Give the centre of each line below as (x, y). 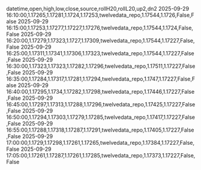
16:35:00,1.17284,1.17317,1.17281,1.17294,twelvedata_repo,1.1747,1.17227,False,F (101, 79)
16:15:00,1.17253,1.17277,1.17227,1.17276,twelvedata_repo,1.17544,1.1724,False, (100, 28)
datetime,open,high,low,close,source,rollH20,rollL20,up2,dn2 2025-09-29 (98, 9)
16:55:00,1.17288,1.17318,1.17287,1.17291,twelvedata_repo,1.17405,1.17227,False (100, 130)
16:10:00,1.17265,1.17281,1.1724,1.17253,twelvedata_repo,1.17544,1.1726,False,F (100, 15)
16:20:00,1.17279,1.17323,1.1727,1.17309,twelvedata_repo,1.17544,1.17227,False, (100, 41)
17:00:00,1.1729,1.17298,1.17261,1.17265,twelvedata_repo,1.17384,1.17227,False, (100, 143)
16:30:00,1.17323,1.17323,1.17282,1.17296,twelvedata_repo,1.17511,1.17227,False (101, 66)
